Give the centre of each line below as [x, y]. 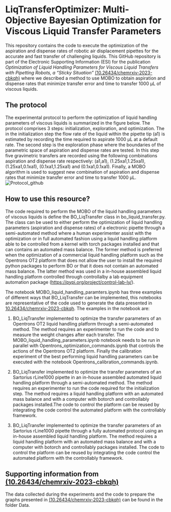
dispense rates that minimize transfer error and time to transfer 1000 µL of [83, 84]
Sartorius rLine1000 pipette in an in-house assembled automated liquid [87, 377]
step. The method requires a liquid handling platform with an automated [88, 394]
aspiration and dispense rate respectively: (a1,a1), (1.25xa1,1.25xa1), [76, 161]
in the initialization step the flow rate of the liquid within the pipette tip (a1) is [85, 134]
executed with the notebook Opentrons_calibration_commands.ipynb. [86, 362]
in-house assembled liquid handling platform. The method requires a [85, 436]
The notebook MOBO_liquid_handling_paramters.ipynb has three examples [84, 292]
